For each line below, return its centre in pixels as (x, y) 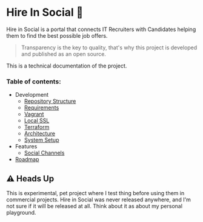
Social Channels (44, 153)
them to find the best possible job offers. (57, 35)
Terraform (37, 127)
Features (26, 147)
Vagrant (34, 114)
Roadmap (27, 159)
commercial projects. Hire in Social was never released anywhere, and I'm (98, 199)
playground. (21, 213)
